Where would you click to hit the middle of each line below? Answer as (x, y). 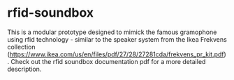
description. (24, 69)
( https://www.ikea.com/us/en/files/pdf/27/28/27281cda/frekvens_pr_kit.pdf (116, 54)
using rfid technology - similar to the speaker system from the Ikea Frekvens (117, 39)
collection (21, 47)
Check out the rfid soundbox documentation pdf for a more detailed (108, 61)
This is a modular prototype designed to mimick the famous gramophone (112, 32)
